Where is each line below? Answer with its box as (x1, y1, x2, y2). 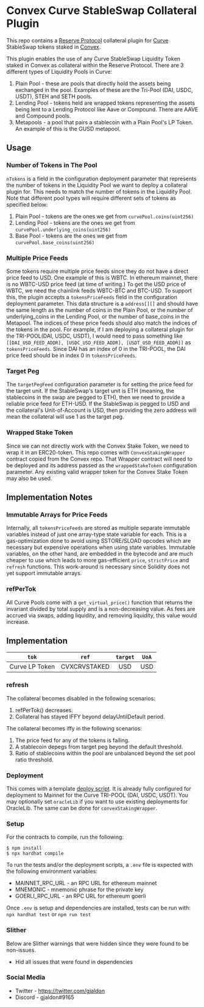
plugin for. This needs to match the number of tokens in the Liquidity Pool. (6, 188, 192, 195)
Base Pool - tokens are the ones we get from (15, 232, 128, 239)
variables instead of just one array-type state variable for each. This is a (6, 531, 187, 538)
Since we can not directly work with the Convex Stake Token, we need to (6, 442, 189, 450)
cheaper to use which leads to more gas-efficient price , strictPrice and (6, 557, 189, 564)
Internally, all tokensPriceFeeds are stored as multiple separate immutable (6, 525, 191, 532)
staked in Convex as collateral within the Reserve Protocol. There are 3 (6, 62, 184, 69)
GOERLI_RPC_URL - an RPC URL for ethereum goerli (15, 892, 146, 900)
